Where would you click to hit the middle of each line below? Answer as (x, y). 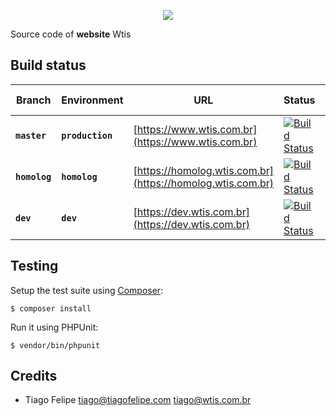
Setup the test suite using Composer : (87, 290)
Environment (92, 100)
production (87, 135)
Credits (34, 376)
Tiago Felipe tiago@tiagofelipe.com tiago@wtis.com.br (138, 400)
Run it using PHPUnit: (54, 327)
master (31, 135)
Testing (34, 266)
